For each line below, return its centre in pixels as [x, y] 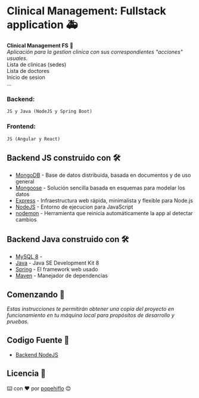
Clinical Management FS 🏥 [40, 45]
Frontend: [21, 127]
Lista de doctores [28, 71]
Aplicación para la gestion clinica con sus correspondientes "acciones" [95, 51]
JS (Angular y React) [34, 139]
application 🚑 [42, 25]
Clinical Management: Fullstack [86, 11]
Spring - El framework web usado [57, 270]
